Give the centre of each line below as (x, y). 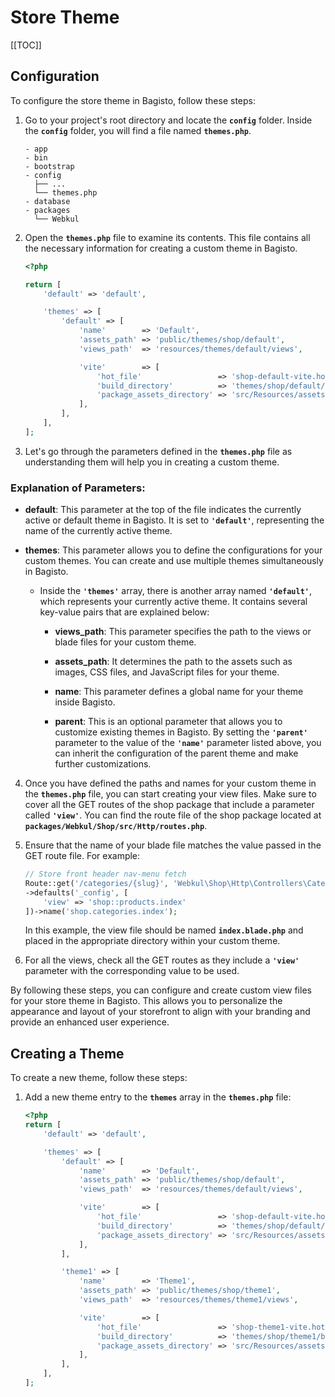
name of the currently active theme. (98, 531)
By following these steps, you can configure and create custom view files (161, 990)
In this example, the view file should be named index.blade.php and (164, 930)
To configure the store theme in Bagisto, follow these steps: (133, 100)
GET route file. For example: (82, 856)
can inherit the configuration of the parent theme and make (176, 753)
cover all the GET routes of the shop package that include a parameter (169, 805)
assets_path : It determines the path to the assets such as (173, 662)
